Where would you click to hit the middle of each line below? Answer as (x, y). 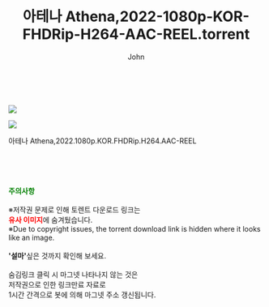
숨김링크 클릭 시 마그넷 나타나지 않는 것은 (73, 274)
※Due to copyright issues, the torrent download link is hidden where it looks (134, 228)
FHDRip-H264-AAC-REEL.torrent (136, 34)
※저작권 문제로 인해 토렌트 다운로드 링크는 (75, 209)
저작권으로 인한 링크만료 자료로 (58, 284)
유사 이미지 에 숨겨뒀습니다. (51, 220)
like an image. (32, 237)
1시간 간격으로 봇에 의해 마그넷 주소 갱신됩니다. (82, 294)
